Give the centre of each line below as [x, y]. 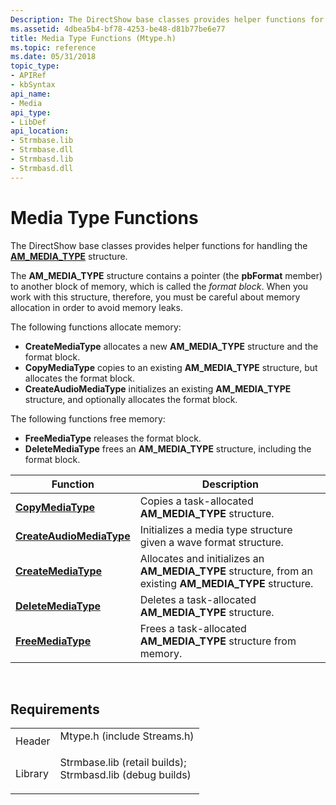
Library [32, 774]
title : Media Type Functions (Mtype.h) [93, 38]
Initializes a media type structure [216, 529]
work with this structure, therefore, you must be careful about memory [155, 297]
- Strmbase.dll [42, 150]
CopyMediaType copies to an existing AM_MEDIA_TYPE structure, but [171, 367]
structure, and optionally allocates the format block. [131, 399]
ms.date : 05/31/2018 [53, 57]
